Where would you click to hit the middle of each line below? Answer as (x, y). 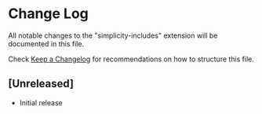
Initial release (41, 102)
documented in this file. (46, 43)
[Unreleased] (41, 84)
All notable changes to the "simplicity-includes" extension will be (113, 35)
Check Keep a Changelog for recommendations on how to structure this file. (131, 59)
